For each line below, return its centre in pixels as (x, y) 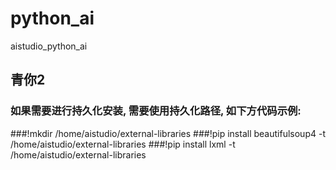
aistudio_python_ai (49, 46)
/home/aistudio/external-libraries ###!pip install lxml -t (123, 144)
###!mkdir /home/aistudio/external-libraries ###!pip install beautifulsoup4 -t (168, 133)
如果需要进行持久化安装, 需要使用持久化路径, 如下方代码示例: (156, 111)
